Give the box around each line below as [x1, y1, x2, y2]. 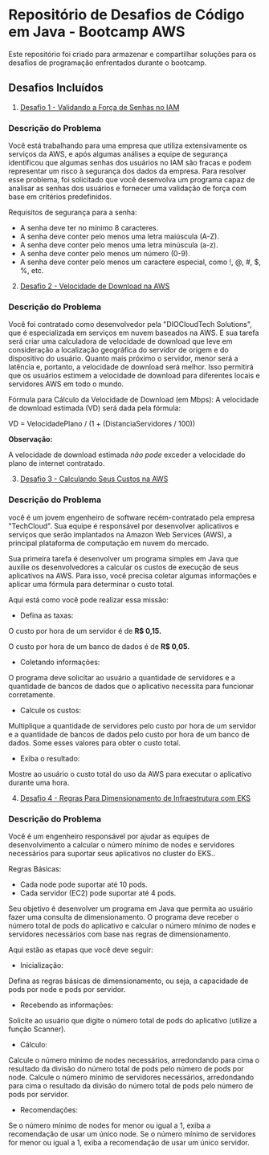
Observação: [8, 435, 53, 444]
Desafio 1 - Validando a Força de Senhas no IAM [19, 102, 180, 112]
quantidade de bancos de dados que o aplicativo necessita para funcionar [8, 681, 255, 691]
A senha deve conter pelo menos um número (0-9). [19, 249, 190, 259]
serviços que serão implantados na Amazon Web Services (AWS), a [8, 529, 233, 539]
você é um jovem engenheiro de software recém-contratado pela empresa [8, 512, 255, 522]
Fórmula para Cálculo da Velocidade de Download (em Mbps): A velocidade [8, 395, 259, 405]
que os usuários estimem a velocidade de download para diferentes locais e [8, 371, 260, 381]
